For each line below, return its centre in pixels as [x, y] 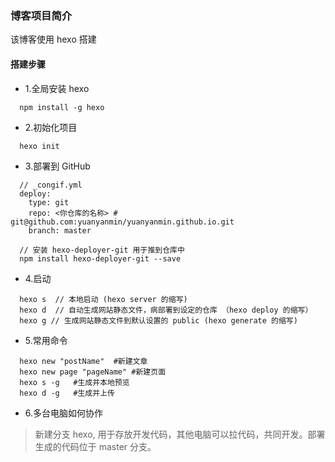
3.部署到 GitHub [57, 166]
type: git [49, 202]
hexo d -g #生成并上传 [67, 393]
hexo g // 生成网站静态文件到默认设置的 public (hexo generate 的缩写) [158, 320]
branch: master [60, 230]
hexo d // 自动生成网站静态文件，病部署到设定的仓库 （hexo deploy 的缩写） [166, 310]
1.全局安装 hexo [57, 88]
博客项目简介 [41, 15]
